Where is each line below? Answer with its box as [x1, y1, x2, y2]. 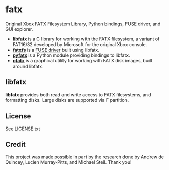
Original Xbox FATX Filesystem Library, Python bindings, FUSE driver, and [5, 20, 161, 27]
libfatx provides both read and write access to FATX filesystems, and [5, 91, 151, 98]
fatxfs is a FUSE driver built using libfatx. [12, 47, 100, 53]
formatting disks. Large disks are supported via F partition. [5, 97, 129, 103]
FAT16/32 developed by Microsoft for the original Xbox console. [12, 41, 147, 47]
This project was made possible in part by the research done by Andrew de [5, 154, 164, 160]
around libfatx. [12, 63, 44, 69]
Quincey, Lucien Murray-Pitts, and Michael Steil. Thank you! [5, 159, 132, 165]
